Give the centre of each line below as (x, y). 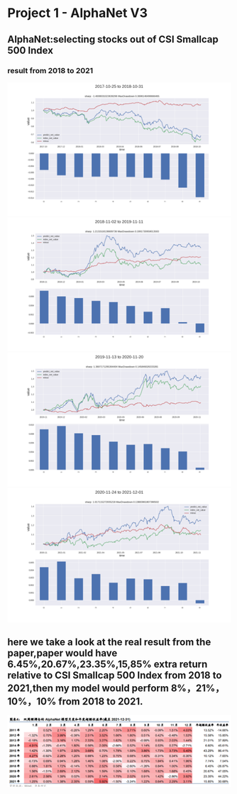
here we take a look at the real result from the (109, 643)
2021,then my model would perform (88, 689)
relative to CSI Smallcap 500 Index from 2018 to (115, 676)
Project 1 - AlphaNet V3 (77, 13)
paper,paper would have (62, 653)
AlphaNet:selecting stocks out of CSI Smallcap (113, 39)
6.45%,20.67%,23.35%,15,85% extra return (108, 665)
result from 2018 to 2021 (50, 70)
